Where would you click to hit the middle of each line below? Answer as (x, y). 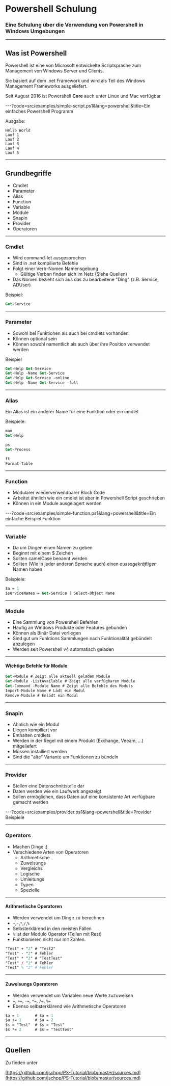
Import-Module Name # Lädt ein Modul (45, 691)
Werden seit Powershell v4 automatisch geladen (63, 649)
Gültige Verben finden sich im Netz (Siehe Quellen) (74, 274)
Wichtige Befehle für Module (36, 666)
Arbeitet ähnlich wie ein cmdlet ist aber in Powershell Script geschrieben (89, 498)
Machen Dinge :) (30, 846)
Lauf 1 (12, 135)
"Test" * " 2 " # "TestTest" (34, 958)
